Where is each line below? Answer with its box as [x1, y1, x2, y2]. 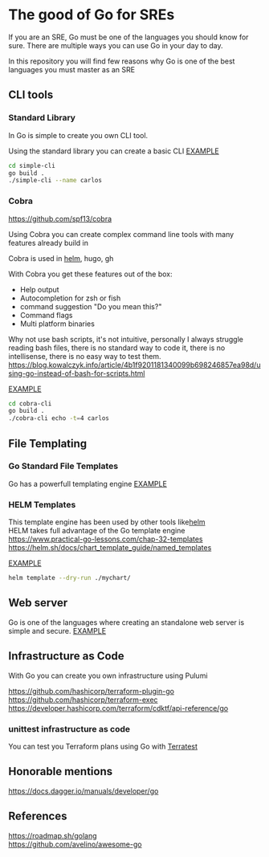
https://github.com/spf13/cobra [8, 214, 112, 223]
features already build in [8, 238, 89, 247]
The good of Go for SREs [8, 6, 175, 24]
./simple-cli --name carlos [8, 177, 103, 185]
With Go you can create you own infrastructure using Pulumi [8, 671, 208, 680]
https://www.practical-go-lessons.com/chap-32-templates [8, 534, 203, 544]
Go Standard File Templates [8, 460, 119, 471]
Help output [19, 284, 59, 294]
